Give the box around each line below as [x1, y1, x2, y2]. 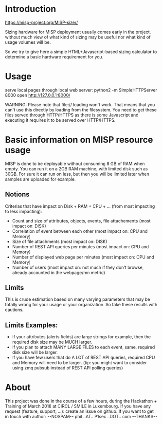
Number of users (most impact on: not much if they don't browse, [12, 264, 144, 270]
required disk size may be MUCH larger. [12, 339, 92, 345]
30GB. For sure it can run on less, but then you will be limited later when [5, 171, 149, 177]
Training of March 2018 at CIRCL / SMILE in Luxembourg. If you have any [5, 403, 151, 409]
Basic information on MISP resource [5, 134, 153, 146]
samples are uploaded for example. [5, 176, 76, 182]
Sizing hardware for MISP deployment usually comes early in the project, [5, 29, 151, 35]
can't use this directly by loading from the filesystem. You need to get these [5, 107, 157, 112]
